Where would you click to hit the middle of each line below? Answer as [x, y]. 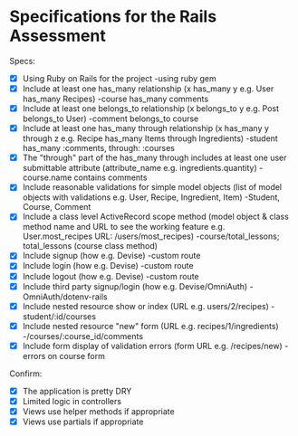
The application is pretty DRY [77, 391]
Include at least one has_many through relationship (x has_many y [146, 128]
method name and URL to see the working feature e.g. [124, 227]
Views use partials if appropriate [83, 422]
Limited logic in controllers [72, 401]
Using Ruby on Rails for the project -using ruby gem [120, 78]
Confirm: [26, 374]
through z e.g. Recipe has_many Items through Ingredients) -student [150, 138]
